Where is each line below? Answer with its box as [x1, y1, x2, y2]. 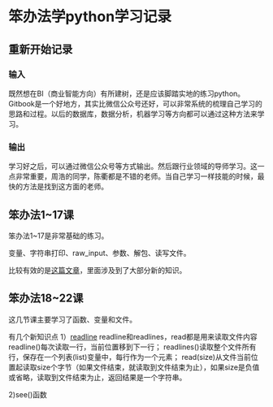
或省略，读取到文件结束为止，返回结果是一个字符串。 [8, 372, 187, 382]
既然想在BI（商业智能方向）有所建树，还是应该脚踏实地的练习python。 [8, 89, 245, 98]
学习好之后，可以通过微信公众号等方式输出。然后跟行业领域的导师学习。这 [8, 162, 258, 171]
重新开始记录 [8, 42, 73, 56]
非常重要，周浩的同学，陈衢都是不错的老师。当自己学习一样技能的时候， [15, 171, 258, 181]
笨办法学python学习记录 [8, 7, 172, 26]
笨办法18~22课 [8, 292, 84, 305]
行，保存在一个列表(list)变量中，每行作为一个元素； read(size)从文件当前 [8, 352, 252, 362]
